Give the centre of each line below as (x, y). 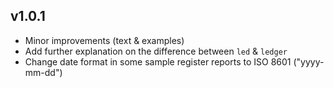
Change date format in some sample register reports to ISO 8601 (158, 61)
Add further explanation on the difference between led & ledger (156, 51)
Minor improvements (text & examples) (104, 40)
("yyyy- (309, 61)
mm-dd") (43, 72)
